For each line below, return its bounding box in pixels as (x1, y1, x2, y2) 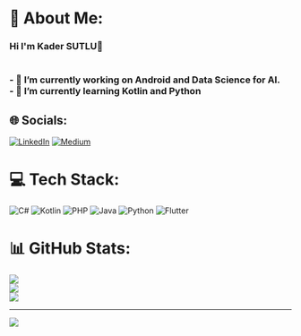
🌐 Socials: (9, 112, 68, 128)
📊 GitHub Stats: (9, 238, 132, 259)
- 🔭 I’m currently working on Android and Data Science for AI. (9, 73, 280, 86)
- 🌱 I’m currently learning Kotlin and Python (9, 85, 202, 98)
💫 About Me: (9, 8, 104, 29)
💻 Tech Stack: (9, 169, 120, 190)
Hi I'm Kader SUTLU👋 (9, 40, 103, 53)
